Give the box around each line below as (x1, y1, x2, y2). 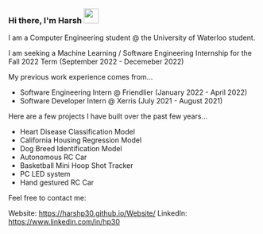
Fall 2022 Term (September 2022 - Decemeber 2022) (8, 57, 184, 67)
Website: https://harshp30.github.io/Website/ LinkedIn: (8, 209, 188, 218)
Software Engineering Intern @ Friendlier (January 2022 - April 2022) (19, 88, 248, 97)
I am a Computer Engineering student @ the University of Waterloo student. (8, 33, 256, 43)
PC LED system (19, 170, 71, 179)
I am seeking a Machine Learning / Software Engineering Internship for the (8, 49, 253, 58)
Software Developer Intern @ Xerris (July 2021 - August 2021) (19, 96, 223, 106)
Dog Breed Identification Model (19, 144, 122, 154)
